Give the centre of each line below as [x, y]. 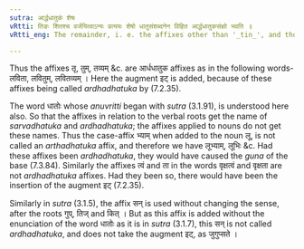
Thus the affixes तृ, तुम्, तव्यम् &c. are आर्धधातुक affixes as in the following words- [152, 68]
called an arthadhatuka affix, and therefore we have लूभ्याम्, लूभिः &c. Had [141, 146]
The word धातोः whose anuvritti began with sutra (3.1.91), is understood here [149, 106]
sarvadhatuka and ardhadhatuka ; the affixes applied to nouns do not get [146, 126]
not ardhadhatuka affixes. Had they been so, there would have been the [144, 176]
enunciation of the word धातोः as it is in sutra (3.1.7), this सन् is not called [141, 224]
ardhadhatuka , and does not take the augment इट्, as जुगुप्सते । [123, 234]
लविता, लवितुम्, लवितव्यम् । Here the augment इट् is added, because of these [141, 79]
